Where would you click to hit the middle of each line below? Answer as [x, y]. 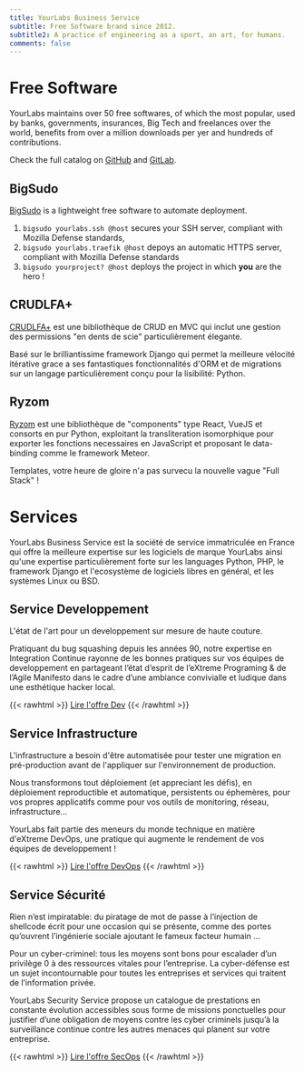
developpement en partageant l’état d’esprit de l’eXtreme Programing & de [148, 668]
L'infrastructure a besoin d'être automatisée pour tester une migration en [145, 756]
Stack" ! [24, 480]
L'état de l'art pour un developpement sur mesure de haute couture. [136, 631]
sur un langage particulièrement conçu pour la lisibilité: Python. [127, 373]
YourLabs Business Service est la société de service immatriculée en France [152, 542]
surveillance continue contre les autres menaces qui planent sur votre [140, 1029]
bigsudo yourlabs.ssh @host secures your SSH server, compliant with [152, 228]
